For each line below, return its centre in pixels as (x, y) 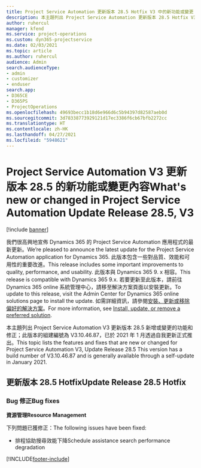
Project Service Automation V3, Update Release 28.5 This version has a (94, 349)
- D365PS (17, 101)
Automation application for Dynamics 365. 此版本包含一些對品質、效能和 (95, 257)
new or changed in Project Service (93, 200)
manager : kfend (25, 29)
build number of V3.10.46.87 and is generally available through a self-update (100, 356)
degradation (30, 448)
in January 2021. (27, 362)
